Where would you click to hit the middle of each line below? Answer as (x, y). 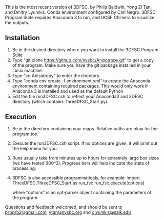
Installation (22, 38)
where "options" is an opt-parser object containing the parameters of (82, 192)
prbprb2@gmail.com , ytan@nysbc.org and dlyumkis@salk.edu (68, 212)
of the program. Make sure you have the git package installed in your (82, 65)
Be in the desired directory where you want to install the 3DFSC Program (85, 50)
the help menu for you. (35, 148)
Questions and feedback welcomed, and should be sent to (64, 207)
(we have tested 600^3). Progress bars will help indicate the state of (81, 163)
